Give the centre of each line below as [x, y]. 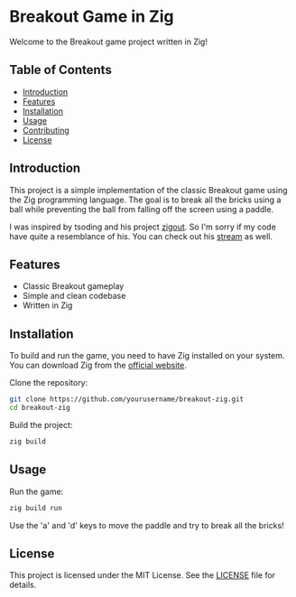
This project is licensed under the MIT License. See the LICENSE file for [143, 575]
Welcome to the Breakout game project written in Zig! [108, 42]
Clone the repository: [49, 383]
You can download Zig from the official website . [98, 365]
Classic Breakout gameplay [73, 286]
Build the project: [41, 424]
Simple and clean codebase [74, 296]
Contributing [46, 130]
